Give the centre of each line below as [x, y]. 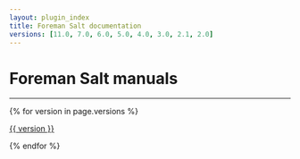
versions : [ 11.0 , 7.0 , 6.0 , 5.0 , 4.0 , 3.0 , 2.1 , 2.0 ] [112, 34]
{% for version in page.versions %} [74, 112]
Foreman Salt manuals [94, 78]
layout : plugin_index [50, 17]
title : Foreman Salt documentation [75, 26]
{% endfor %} [35, 146]
